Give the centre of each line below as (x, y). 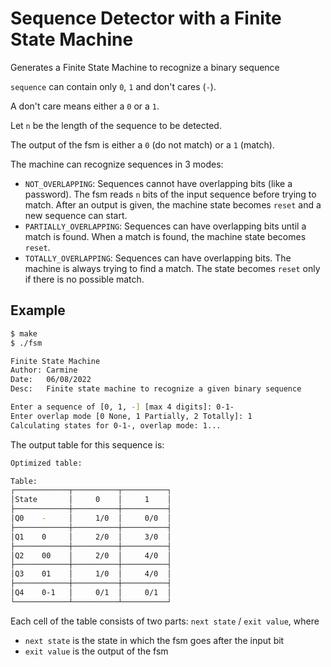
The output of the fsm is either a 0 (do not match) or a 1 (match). (142, 144)
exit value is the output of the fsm (96, 651)
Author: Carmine (44, 370)
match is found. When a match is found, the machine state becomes (165, 236)
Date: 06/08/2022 (51, 380)
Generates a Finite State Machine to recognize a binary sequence (145, 67)
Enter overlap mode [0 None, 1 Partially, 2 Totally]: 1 (131, 416)
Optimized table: (46, 463)
